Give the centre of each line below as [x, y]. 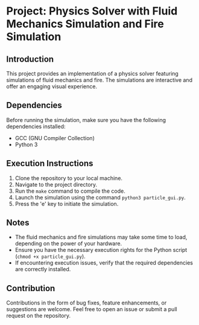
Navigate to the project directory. [56, 184]
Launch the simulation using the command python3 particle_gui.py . [100, 197]
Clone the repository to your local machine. [68, 178]
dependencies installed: [36, 126]
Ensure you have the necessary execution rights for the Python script [101, 250]
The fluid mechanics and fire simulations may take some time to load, [101, 237]
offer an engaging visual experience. [52, 86]
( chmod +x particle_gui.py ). [50, 256]
